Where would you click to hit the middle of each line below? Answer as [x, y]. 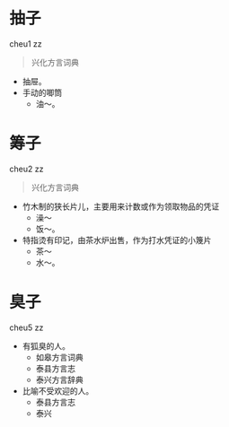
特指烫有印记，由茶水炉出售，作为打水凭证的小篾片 [117, 240]
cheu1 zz [26, 44]
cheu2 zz [26, 169]
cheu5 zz [26, 327]
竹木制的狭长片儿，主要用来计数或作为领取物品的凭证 [121, 206]
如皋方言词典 [59, 357]
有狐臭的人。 [46, 345]
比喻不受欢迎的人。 [58, 390]
